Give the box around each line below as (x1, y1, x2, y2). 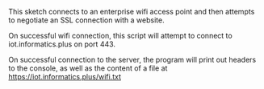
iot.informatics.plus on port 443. (8, 39, 115, 49)
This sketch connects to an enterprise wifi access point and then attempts (8, 7, 255, 16)
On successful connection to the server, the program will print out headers (8, 55, 257, 64)
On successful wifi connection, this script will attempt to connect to (8, 31, 233, 40)
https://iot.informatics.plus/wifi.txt (8, 72, 121, 81)
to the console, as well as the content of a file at (8, 63, 168, 73)
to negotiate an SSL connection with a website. (8, 15, 165, 25)
